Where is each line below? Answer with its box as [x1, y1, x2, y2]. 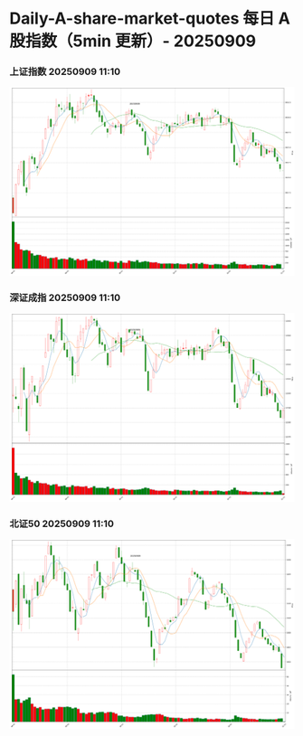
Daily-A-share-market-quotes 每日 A [9, 8, 291, 29]
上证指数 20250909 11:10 [9, 65, 120, 78]
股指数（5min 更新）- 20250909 [9, 31, 257, 52]
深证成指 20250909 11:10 [9, 291, 120, 304]
